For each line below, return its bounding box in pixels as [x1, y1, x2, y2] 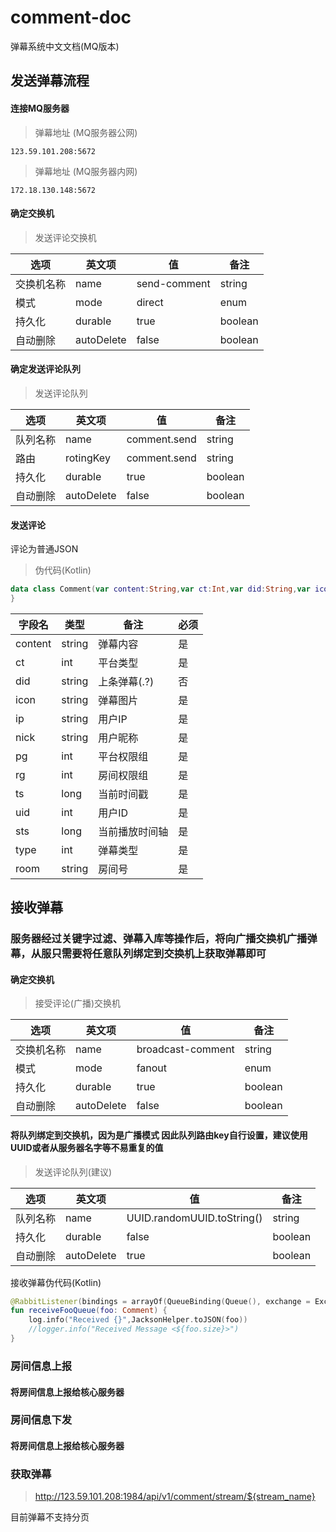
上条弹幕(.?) [98, 674, 155, 688]
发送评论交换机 [34, 231, 97, 243]
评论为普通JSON [10, 543, 79, 555]
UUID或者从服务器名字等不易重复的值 [10, 1142, 164, 1153]
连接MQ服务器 [10, 102, 70, 114]
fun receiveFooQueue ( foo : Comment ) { [10, 1306, 168, 1316]
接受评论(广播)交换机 [34, 997, 122, 1010]
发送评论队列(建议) [34, 1166, 113, 1178]
